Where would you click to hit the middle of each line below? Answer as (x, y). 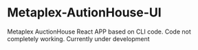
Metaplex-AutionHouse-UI (84, 13)
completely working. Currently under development (78, 38)
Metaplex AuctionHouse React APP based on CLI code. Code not (99, 32)
